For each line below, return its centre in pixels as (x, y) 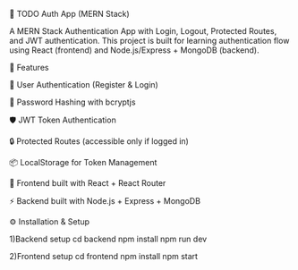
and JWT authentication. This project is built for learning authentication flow (149, 41)
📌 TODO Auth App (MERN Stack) (69, 14)
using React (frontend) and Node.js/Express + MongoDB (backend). (134, 50)
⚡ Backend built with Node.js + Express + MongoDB (105, 201)
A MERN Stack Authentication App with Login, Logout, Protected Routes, (143, 31)
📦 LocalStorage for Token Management (83, 162)
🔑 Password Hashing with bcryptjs (72, 102)
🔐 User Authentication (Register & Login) (84, 84)
